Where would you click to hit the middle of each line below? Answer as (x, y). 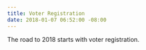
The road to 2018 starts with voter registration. (73, 39)
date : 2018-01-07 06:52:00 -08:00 (57, 20)
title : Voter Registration (46, 13)
